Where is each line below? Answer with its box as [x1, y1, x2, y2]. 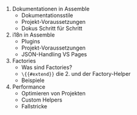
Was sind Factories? [21, 64, 72, 71]
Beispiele [21, 76, 45, 84]
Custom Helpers [21, 96, 62, 103]
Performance [12, 83, 46, 91]
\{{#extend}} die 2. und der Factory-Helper [21, 70, 131, 77]
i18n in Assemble [12, 31, 55, 39]
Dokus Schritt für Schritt [21, 24, 83, 32]
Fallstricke [21, 103, 48, 109]
